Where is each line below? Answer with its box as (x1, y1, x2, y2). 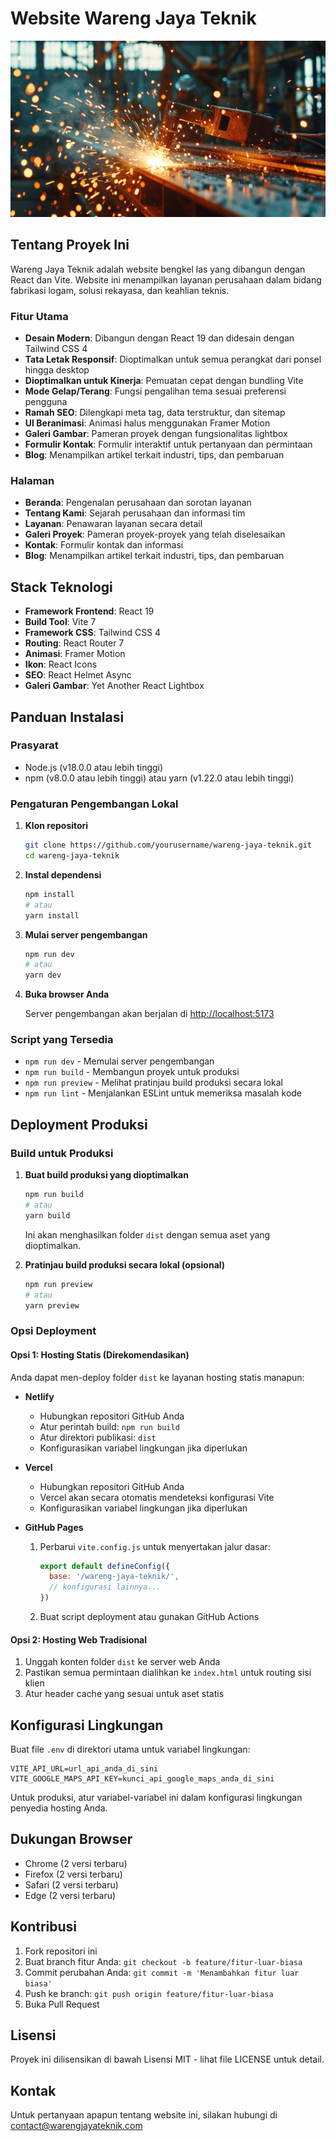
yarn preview (24, 1300, 80, 1311)
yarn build (24, 1210, 71, 1221)
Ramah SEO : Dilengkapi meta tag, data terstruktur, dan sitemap (24, 407, 286, 419)
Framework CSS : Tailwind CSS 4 (24, 627, 162, 639)
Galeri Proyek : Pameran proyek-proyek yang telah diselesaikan (24, 528, 286, 541)
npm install (24, 889, 75, 899)
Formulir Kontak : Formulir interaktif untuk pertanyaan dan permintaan (24, 438, 313, 451)
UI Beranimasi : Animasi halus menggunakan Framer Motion (24, 417, 271, 429)
